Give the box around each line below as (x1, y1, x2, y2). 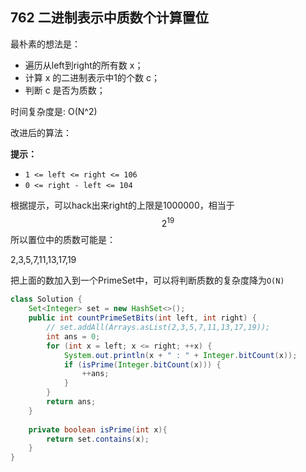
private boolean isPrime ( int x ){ (28, 424, 168, 435)
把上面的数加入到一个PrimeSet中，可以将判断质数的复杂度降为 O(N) (10, 274, 285, 287)
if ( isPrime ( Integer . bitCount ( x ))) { (63, 359, 222, 370)
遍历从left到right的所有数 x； (24, 59, 144, 71)
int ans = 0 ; (46, 331, 101, 342)
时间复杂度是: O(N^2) (10, 105, 98, 117)
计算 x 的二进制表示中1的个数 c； (24, 71, 160, 83)
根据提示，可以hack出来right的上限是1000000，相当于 (10, 199, 235, 211)
